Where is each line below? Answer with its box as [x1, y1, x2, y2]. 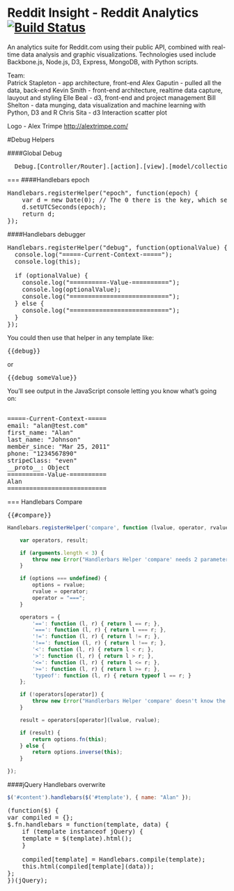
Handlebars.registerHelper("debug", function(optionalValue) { [7, 243, 228, 251]
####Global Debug [7, 149, 63, 157]
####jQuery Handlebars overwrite [7, 781, 106, 789]
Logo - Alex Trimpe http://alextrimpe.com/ [7, 121, 129, 130]
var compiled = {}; [7, 813, 74, 821]
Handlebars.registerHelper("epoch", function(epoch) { [7, 189, 198, 197]
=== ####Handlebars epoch [7, 175, 90, 184]
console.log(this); [14, 257, 81, 265]
